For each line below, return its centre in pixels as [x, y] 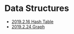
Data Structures [37, 8]
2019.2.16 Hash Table [32, 22]
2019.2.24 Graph [28, 26]
